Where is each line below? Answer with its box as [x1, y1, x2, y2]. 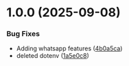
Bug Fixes [6, 29, 40, 39]
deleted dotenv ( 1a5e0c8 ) [16, 52, 90, 60]
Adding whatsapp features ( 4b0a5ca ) [16, 44, 123, 52]
